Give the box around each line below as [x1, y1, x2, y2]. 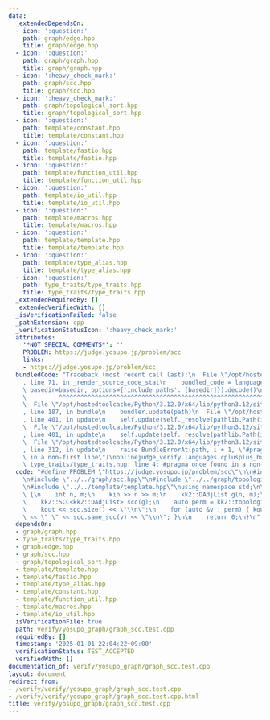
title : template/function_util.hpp [22, 176, 142, 185]
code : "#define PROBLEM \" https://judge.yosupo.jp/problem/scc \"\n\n [15, 468, 253, 476]
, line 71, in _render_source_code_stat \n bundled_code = [22, 378, 231, 386]
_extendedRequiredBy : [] [15, 296, 99, 304]
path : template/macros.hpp [22, 214, 113, 222]
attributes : [15, 333, 56, 342]
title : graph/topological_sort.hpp [22, 109, 142, 117]
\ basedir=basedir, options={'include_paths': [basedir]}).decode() [22, 385, 257, 394]
